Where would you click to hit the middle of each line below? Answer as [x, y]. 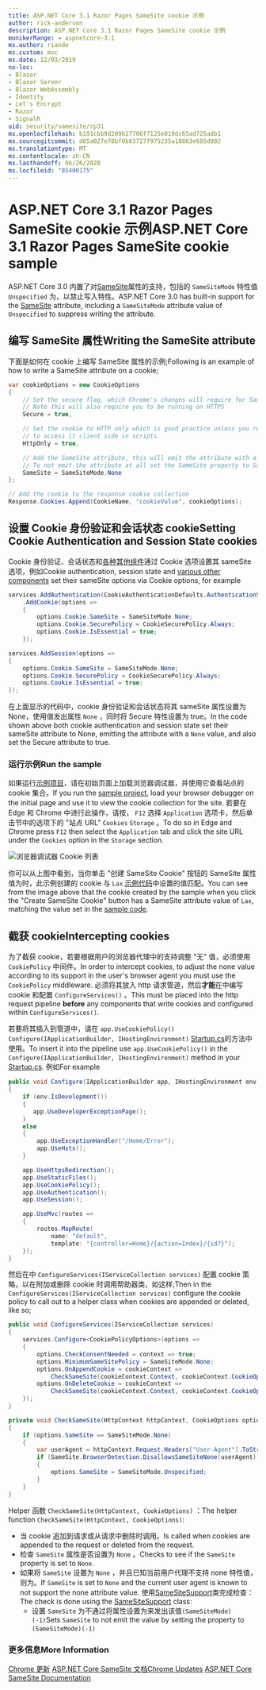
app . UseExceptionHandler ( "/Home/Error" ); [106, 1141]
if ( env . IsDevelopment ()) [65, 1097]
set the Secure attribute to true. [59, 743]
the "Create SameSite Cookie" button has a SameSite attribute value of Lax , [131, 901]
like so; [20, 1310]
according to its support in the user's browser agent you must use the [122, 976]
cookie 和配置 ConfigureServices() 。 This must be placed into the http [123, 995]
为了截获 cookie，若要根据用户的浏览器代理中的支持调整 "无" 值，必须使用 [129, 957]
